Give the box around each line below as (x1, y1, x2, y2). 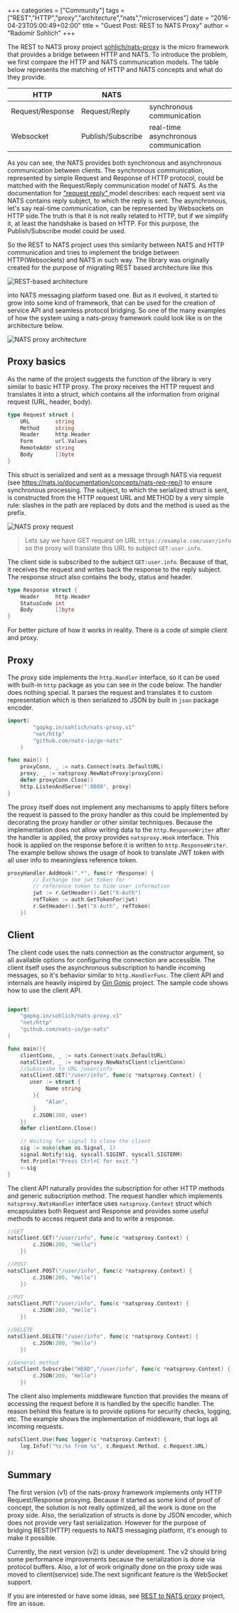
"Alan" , (45, 1098, 69, 1105)
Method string (20, 424, 75, 432)
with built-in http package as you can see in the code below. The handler (7, 681, 222, 689)
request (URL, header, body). (7, 397, 92, 406)
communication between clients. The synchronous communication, (7, 166, 205, 174)
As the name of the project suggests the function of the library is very (7, 375, 212, 383)
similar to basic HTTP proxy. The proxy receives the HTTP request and (7, 382, 215, 391)
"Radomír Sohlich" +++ (7, 29, 76, 37)
